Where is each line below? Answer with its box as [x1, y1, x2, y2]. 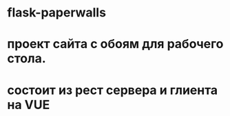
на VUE [7, 97, 50, 113]
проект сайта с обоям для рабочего [7, 36, 224, 52]
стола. [7, 51, 46, 67]
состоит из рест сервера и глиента [7, 82, 218, 97]
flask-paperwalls [7, 5, 107, 21]
